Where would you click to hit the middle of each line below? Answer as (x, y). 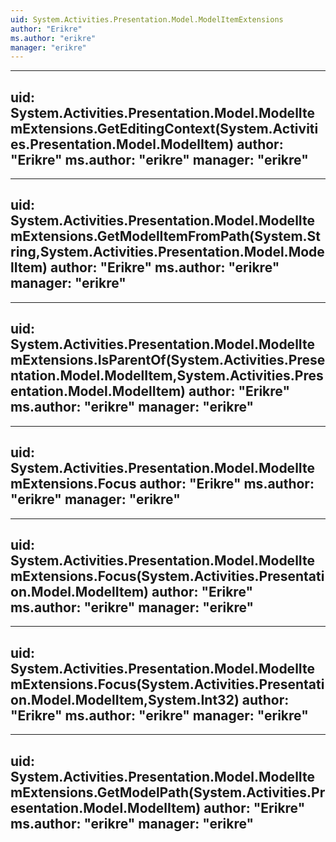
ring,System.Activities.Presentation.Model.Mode (167, 252)
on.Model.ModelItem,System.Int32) (125, 699)
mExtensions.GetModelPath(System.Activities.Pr (168, 792)
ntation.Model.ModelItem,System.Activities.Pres (167, 376)
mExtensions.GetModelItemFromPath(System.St (166, 236)
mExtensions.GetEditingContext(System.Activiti (164, 128)
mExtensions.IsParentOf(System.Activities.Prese (168, 360)
